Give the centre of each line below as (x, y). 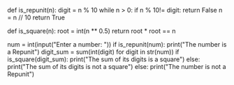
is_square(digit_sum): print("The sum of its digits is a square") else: (104, 59)
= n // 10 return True (36, 17)
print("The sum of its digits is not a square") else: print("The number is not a (117, 67)
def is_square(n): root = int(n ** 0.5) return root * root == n (92, 31)
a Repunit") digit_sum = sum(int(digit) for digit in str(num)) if (93, 52)
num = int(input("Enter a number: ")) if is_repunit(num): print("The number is (117, 44)
